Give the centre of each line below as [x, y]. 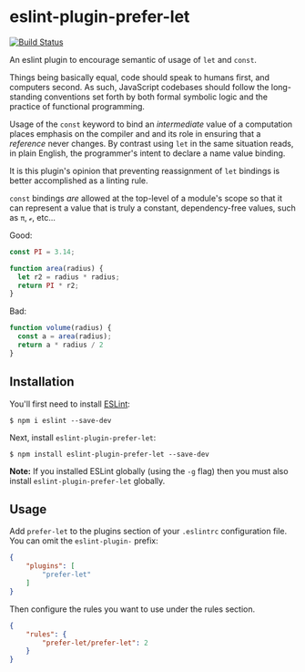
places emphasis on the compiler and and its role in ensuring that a [135, 133]
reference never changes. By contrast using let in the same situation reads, [152, 143]
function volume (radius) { [61, 328]
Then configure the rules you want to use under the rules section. [132, 609]
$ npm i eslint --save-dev [61, 420]
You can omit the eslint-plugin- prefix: [84, 541]
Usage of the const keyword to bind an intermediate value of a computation [151, 124]
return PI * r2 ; [48, 285]
